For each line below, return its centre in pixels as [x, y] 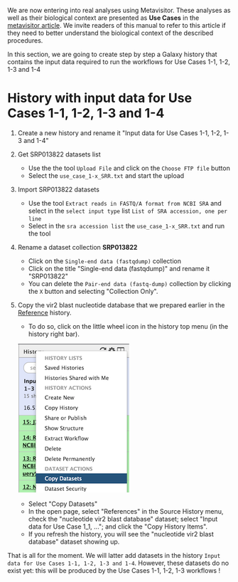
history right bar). [54, 334]
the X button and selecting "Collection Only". [93, 291]
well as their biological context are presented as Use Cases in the [103, 18]
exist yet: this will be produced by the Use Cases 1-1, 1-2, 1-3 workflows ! [114, 570]
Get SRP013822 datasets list [59, 154]
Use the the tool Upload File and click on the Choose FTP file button [129, 168]
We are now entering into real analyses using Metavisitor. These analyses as [119, 10]
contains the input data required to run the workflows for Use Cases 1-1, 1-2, [119, 62]
